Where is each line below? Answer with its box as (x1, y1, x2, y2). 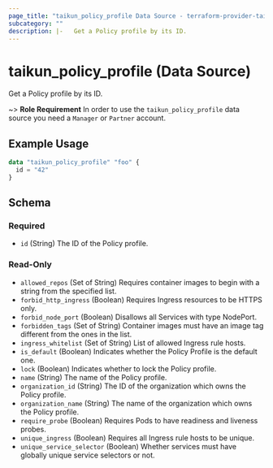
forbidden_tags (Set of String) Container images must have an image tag (19, 320, 264, 330)
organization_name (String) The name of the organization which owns (19, 398, 253, 408)
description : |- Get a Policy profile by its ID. (8, 27, 187, 35)
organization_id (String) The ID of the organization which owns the (19, 381, 246, 391)
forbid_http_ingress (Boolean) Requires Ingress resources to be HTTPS (19, 294, 262, 305)
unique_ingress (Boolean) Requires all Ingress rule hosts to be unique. (19, 432, 255, 443)
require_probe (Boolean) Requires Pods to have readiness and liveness (19, 415, 258, 425)
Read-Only (8, 259, 53, 271)
